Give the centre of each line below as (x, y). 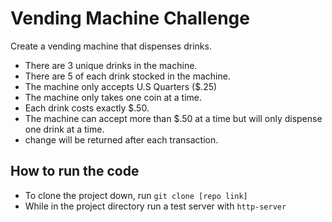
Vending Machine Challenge (130, 18)
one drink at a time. (64, 129)
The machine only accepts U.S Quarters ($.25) (121, 86)
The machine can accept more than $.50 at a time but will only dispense (173, 118)
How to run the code (75, 171)
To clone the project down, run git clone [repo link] (136, 195)
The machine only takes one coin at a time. (113, 97)
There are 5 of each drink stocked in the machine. (127, 76)
